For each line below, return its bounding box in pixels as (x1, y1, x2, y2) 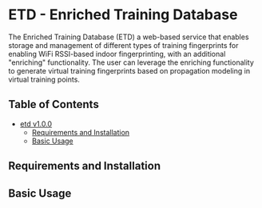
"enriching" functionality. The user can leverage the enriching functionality (8, 58, 254, 67)
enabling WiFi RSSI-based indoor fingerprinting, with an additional (8, 49, 226, 58)
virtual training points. (8, 74, 80, 84)
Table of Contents (8, 98, 100, 111)
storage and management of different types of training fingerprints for (8, 40, 239, 50)
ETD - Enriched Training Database (8, 6, 238, 24)
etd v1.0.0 (19, 118, 53, 129)
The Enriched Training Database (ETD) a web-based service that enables (8, 32, 249, 42)
